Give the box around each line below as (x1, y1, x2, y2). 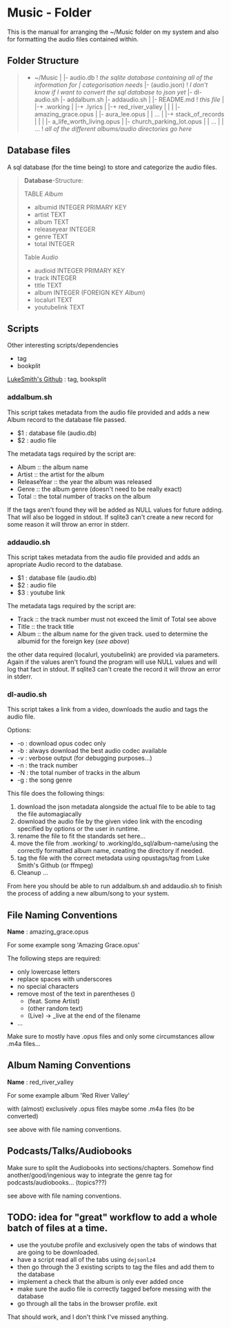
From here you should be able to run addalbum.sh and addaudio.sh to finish (7, 882, 223, 890)
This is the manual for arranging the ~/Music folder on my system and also (7, 28, 219, 36)
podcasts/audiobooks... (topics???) (7, 1178, 107, 1187)
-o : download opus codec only (17, 739, 106, 747)
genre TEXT (34, 232, 69, 241)
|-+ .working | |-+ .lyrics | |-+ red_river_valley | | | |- (34, 102, 181, 111)
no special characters (17, 983, 79, 991)
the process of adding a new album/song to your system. (7, 889, 170, 898)
